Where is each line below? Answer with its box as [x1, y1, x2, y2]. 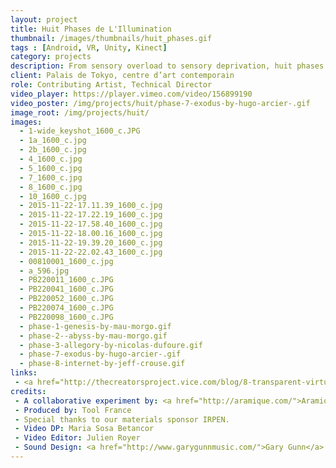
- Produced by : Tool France [14, 405, 132, 415]
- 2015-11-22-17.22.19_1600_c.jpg [19, 210, 163, 220]
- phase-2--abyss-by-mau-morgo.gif [19, 331, 168, 341]
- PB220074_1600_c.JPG [19, 303, 114, 313]
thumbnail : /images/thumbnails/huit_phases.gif [10, 33, 213, 43]
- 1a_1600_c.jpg [19, 136, 87, 146]
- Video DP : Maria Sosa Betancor [14, 424, 155, 434]
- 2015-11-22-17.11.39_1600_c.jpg [19, 201, 163, 211]
